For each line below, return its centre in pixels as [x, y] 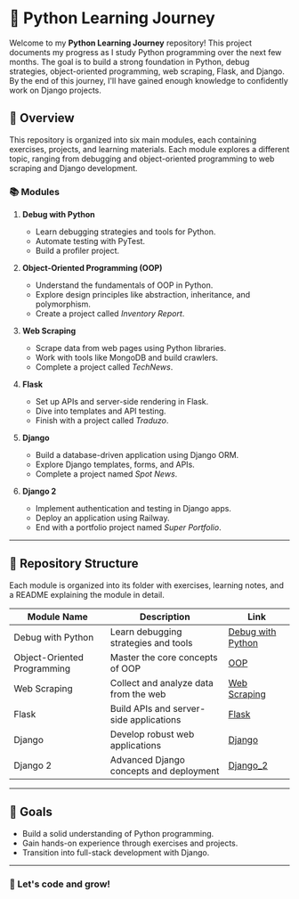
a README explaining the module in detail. [87, 594]
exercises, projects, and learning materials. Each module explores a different [149, 149]
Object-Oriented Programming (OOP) [92, 268]
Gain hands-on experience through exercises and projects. [130, 843]
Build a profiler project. [77, 251]
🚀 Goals [31, 812]
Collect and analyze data [162, 682]
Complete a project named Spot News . [106, 474]
